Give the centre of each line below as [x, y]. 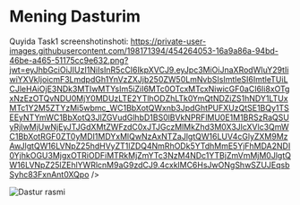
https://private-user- [168, 41]
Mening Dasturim [75, 17]
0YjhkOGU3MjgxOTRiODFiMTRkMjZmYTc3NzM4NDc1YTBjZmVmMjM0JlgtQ [150, 155]
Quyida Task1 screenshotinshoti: [69, 41]
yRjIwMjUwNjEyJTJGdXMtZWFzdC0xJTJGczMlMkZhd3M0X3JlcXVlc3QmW [149, 126]
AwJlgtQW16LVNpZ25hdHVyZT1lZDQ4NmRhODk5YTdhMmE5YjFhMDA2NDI [150, 146]
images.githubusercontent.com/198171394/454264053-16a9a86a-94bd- [144, 50]
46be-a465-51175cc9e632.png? [69, 60]
